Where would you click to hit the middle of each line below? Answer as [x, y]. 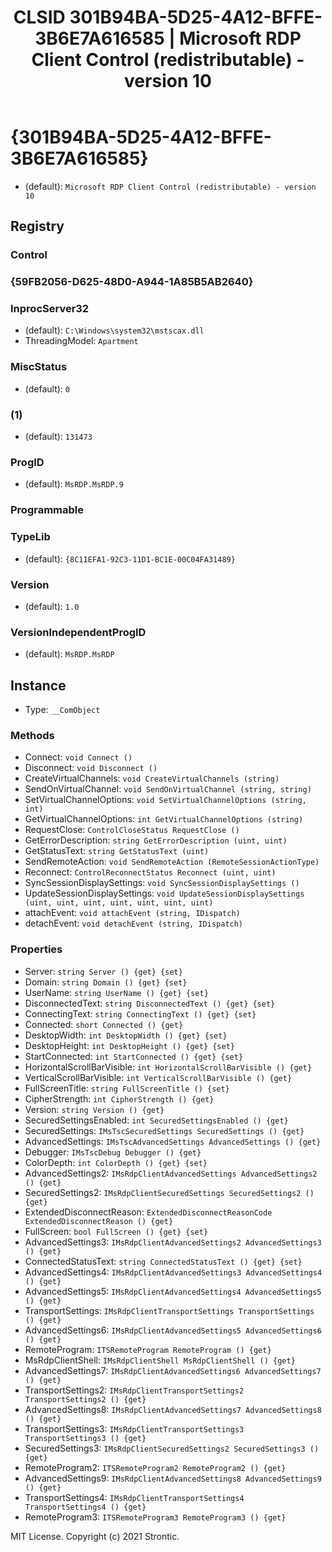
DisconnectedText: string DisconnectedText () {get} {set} [150, 1003]
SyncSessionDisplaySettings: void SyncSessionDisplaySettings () [162, 883]
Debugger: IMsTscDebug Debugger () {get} [113, 1152]
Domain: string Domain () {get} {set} [106, 982]
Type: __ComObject [62, 709]
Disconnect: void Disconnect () [91, 768]
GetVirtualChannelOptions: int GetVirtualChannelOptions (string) [164, 819]
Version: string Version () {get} [94, 1109]
